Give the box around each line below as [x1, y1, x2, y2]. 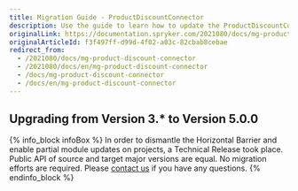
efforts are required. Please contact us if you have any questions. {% [9, 163, 261, 173]
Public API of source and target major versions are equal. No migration [9, 154, 268, 164]
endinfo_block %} [9, 172, 74, 183]
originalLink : [9, 29, 62, 38]
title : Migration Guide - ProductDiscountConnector [9, 12, 204, 22]
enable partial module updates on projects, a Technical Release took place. [9, 144, 284, 155]
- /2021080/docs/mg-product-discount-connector [17, 54, 197, 63]
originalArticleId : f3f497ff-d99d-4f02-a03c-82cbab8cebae [9, 37, 228, 47]
